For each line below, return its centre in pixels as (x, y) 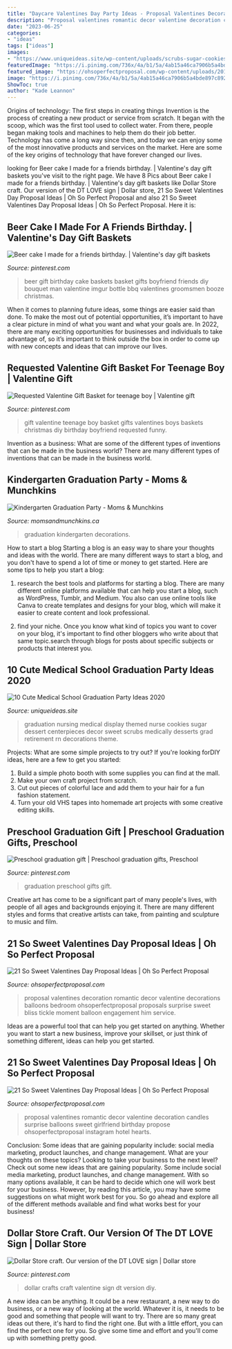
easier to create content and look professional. (84, 612)
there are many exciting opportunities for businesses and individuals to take (115, 331)
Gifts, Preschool (42, 843)
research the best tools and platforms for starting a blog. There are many (121, 583)
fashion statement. (44, 795)
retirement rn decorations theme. (71, 739)
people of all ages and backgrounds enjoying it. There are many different (111, 907)
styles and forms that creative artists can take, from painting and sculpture (113, 914)
